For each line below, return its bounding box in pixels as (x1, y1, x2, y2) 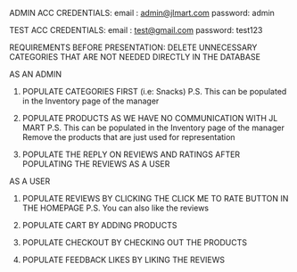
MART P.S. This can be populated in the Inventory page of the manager (21, 122, 285, 133)
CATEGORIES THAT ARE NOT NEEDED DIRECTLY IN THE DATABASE (9, 52, 261, 62)
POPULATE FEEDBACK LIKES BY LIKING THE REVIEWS (21, 254, 226, 265)
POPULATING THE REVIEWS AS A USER (21, 159, 170, 169)
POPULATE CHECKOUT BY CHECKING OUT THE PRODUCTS (21, 237, 248, 248)
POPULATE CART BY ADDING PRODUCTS (21, 220, 177, 230)
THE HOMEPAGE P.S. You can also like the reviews (21, 202, 210, 213)
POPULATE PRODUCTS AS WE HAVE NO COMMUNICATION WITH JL (21, 113, 278, 123)
